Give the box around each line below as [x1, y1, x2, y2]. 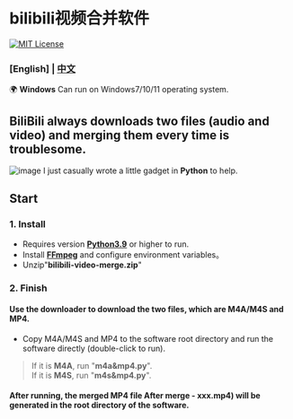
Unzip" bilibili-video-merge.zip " [22, 259, 142, 270]
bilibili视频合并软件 [9, 8, 150, 29]
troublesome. [9, 141, 87, 157]
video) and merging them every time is [9, 127, 230, 143]
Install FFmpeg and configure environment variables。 [22, 249, 225, 260]
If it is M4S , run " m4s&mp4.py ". [31, 370, 152, 380]
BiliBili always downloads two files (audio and [9, 113, 270, 128]
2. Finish [9, 282, 48, 294]
